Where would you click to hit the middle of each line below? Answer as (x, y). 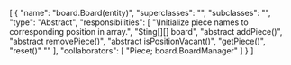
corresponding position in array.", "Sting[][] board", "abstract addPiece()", (146, 32)
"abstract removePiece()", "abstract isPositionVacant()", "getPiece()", (137, 41)
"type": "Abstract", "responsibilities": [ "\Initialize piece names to (129, 22)
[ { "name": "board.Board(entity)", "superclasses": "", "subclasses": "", (140, 13)
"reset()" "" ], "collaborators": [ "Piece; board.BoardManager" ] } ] (132, 51)
